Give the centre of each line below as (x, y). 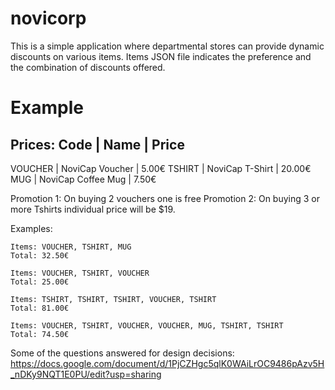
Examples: (31, 228)
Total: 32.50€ (40, 255)
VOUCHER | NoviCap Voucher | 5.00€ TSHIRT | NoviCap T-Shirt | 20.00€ (161, 168)
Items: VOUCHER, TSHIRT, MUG (71, 247)
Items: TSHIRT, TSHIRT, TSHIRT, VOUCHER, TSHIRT (113, 299)
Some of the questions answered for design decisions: (122, 353)
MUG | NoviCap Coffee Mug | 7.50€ (83, 179)
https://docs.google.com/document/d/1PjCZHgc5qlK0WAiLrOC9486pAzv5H (167, 363)
